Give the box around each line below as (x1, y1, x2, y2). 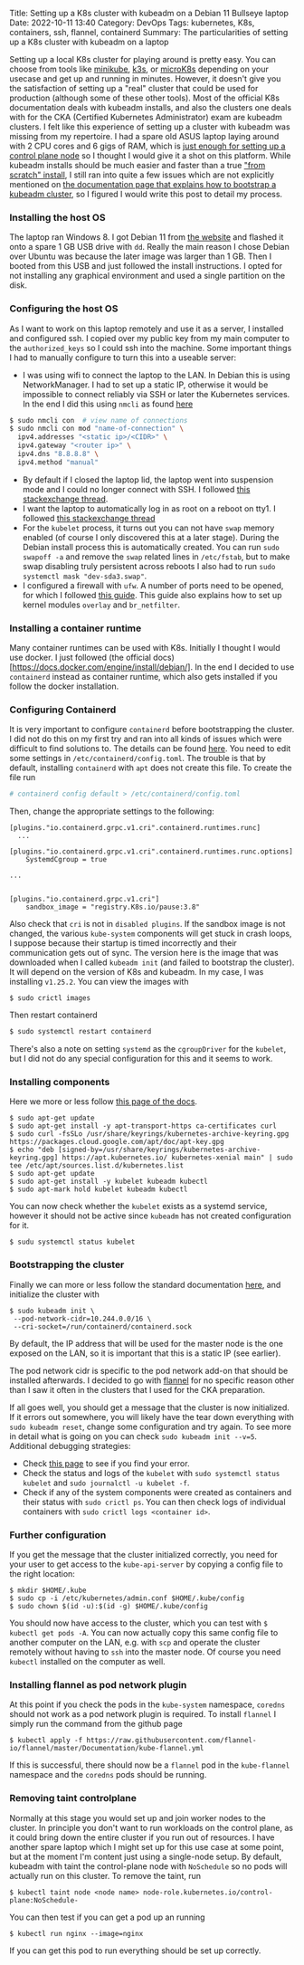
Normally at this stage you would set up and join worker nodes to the (9, 1812, 266, 1823)
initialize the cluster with (9, 1289, 100, 1300)
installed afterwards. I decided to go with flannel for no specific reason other (9, 1375, 295, 1386)
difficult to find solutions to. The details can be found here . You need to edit (9, 743, 291, 754)
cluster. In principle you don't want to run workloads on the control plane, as (9, 1822, 294, 1833)
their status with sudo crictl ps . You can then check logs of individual (22, 1496, 287, 1507)
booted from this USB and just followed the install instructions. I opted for (9, 261, 283, 272)
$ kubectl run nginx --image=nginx (9, 1929, 144, 1938)
